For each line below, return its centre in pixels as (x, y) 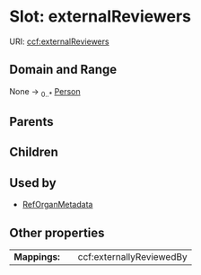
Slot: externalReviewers (100, 17)
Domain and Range (63, 70)
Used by (33, 183)
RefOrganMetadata (57, 205)
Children (34, 152)
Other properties (57, 232)
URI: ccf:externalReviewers (59, 41)
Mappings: (37, 256)
